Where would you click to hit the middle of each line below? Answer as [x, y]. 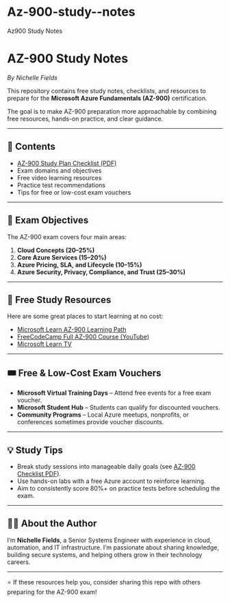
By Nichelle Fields [33, 77]
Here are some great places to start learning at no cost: [85, 317]
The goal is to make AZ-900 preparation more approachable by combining [112, 111]
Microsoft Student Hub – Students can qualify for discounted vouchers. [118, 408]
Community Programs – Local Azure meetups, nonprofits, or [103, 415]
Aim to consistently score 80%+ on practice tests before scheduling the [118, 488]
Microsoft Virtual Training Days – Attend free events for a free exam [114, 393]
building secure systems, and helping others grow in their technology [105, 554]
